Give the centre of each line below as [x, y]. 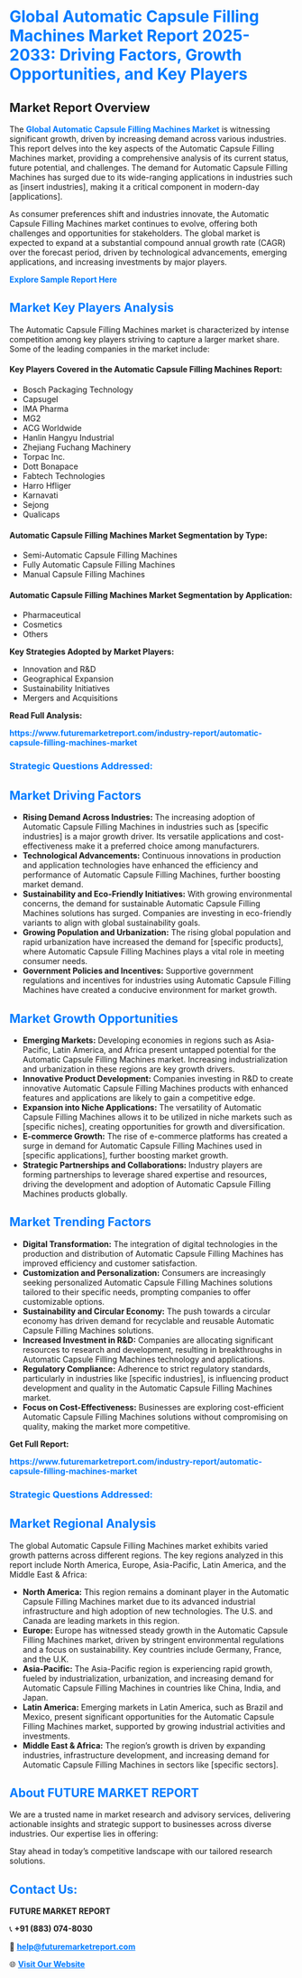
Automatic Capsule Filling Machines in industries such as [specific [145, 827]
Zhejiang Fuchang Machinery [77, 447]
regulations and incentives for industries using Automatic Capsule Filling [156, 980]
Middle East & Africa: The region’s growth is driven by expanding [144, 1745]
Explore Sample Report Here [63, 279]
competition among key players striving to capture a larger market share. [144, 339]
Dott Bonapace [50, 466]
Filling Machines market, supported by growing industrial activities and [154, 1726]
